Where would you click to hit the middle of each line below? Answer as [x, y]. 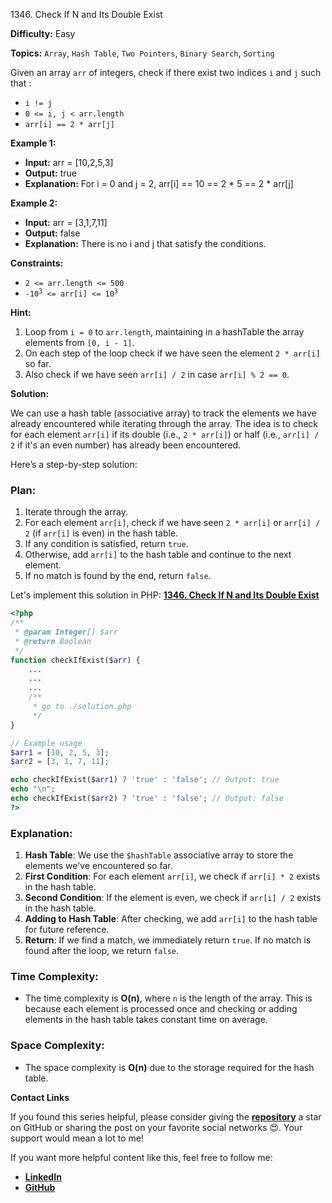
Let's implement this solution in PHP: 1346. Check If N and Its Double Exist [165, 595]
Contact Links [40, 1097]
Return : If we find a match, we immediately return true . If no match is [168, 940]
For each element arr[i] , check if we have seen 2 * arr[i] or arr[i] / [172, 523]
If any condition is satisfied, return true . [106, 544]
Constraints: [37, 263]
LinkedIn [43, 1176]
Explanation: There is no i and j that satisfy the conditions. [145, 243]
